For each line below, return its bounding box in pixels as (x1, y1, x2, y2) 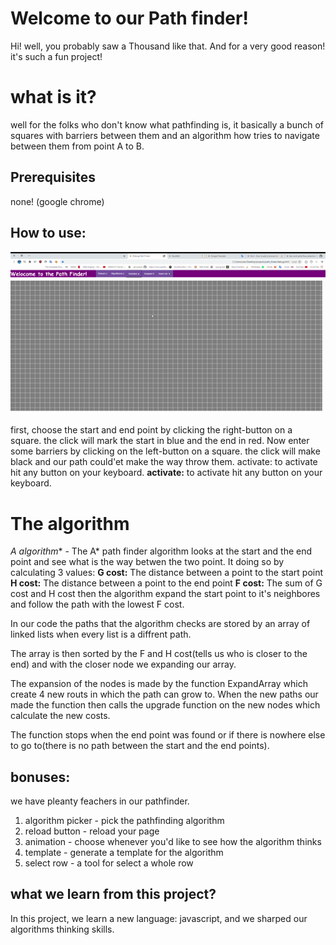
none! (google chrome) (10, 195, 105, 207)
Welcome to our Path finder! (10, 7, 249, 30)
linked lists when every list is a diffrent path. (10, 628, 192, 641)
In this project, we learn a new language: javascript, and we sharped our (10, 912, 308, 924)
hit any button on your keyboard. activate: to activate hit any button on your (10, 467, 323, 479)
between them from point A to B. (10, 140, 145, 152)
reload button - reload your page (24, 825, 160, 837)
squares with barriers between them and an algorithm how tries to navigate (10, 129, 320, 141)
